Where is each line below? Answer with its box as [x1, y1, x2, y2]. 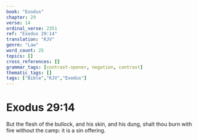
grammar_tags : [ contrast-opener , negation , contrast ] [6, 64, 144, 70]
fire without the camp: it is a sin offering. [6, 127, 106, 134]
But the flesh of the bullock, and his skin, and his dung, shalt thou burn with [6, 120, 193, 128]
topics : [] [6, 53, 33, 59]
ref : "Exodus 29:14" [6, 31, 58, 37]
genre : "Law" [6, 42, 39, 48]
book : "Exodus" [6, 8, 44, 15]
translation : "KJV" [6, 36, 55, 42]
